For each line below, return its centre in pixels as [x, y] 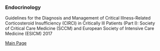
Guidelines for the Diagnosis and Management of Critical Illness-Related [78, 18]
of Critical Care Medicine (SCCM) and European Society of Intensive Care [80, 28]
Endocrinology [23, 7]
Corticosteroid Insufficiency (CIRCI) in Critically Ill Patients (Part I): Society [80, 23]
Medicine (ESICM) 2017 [29, 34]
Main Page [16, 43]
